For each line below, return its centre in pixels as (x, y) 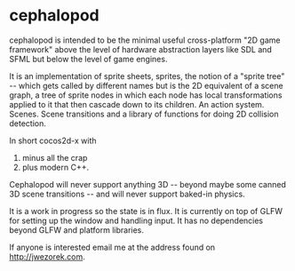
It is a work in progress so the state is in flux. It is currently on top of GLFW (146, 211)
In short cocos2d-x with (53, 140)
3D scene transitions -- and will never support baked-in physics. (128, 194)
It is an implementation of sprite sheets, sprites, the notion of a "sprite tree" (147, 76)
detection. (28, 123)
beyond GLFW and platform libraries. (77, 230)
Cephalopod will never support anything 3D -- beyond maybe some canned (147, 184)
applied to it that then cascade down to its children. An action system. (137, 104)
